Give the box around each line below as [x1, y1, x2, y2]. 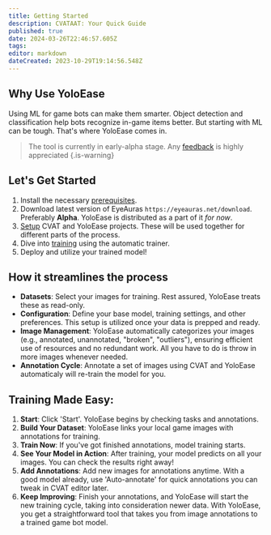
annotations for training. [19, 431, 101, 442]
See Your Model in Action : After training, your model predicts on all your [19, 449, 262, 459]
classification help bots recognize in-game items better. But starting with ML [8, 117, 263, 126]
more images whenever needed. [19, 352, 129, 362]
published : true [8, 27, 63, 35]
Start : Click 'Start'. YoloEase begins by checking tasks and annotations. [19, 414, 259, 424]
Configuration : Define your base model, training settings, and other [19, 309, 247, 319]
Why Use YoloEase [8, 87, 105, 101]
